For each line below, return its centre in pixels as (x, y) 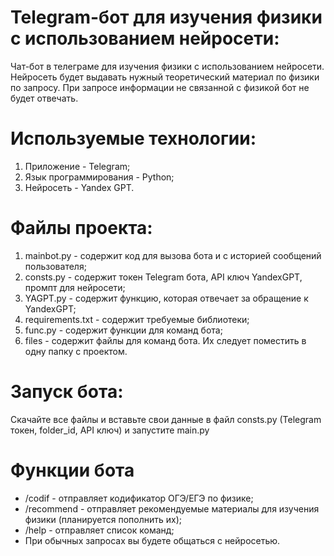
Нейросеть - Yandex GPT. (79, 187)
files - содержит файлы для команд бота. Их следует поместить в (165, 340)
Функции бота (72, 470)
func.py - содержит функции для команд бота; (123, 330)
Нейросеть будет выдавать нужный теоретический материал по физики (165, 77)
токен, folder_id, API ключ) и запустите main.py (110, 430)
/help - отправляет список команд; (99, 530)
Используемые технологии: (133, 138)
